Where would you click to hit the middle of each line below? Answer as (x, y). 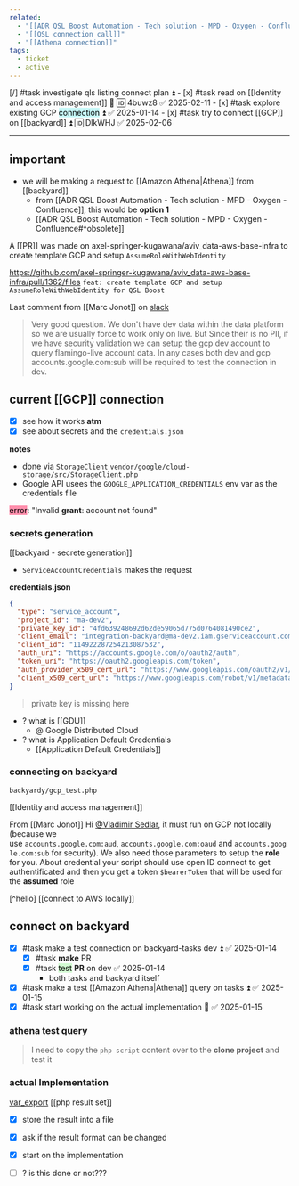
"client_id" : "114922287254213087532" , (91, 645)
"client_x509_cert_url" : (63, 678)
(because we (33, 833)
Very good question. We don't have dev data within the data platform (158, 324)
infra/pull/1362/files (45, 282)
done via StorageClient (65, 466)
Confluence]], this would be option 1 (102, 209)
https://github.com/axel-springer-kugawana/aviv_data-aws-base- (130, 272)
